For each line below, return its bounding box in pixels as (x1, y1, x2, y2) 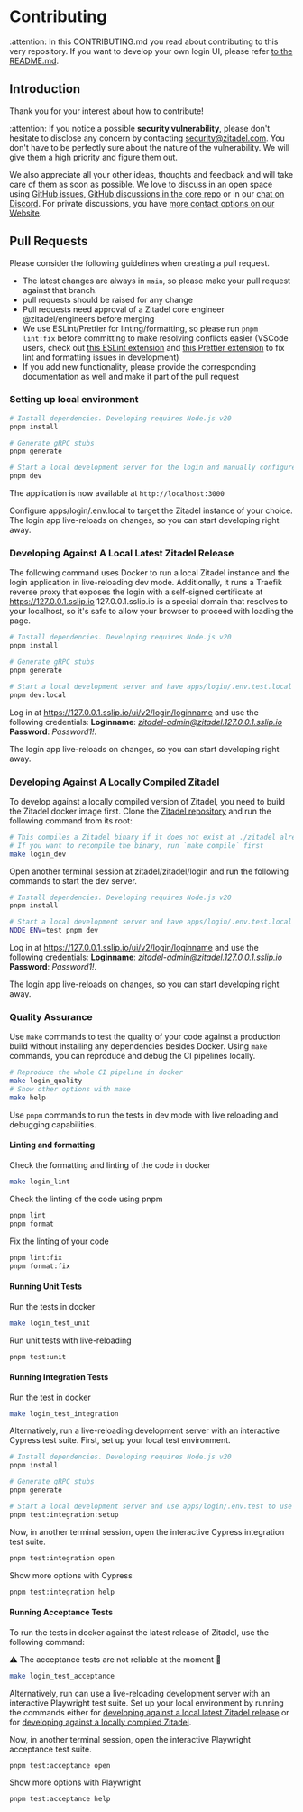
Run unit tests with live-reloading (9, 1335, 133, 1346)
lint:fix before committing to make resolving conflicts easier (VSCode (22, 332, 289, 344)
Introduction (9, 81, 81, 97)
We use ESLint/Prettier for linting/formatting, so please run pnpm (22, 323, 259, 334)
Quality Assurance (9, 1011, 93, 1023)
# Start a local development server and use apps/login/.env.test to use (9, 1502, 293, 1511)
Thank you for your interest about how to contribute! (9, 106, 205, 116)
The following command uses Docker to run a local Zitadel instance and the (9, 567, 290, 578)
